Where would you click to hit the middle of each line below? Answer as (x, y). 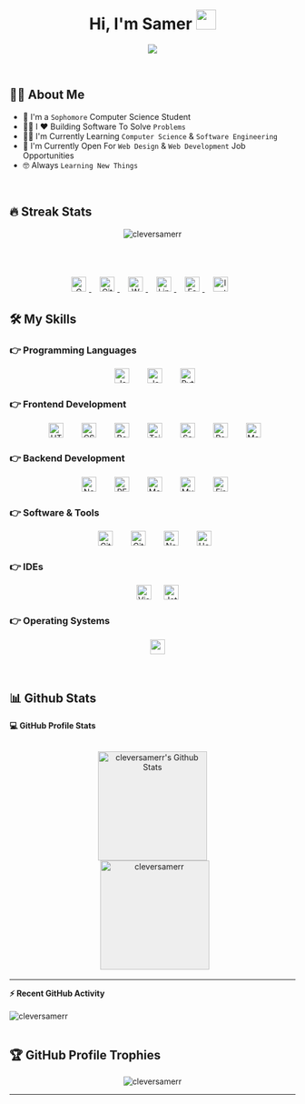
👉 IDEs (26, 567)
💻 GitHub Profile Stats (53, 725)
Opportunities (48, 156)
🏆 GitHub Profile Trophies (85, 1055)
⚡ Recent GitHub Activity (57, 993)
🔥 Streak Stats (51, 212)
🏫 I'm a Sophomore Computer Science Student (107, 116)
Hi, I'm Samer (141, 24)
